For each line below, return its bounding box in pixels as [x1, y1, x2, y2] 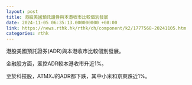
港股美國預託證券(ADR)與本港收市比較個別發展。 [6, 48, 124, 55]
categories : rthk [6, 31, 49, 37]
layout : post [6, 8, 38, 15]
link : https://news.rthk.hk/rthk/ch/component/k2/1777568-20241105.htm [6, 25, 186, 31]
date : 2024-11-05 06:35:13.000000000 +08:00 [6, 19, 118, 25]
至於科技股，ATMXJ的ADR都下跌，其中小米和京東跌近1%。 [6, 73, 151, 80]
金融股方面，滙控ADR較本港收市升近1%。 [6, 60, 108, 67]
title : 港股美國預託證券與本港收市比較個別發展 [6, 14, 109, 20]
